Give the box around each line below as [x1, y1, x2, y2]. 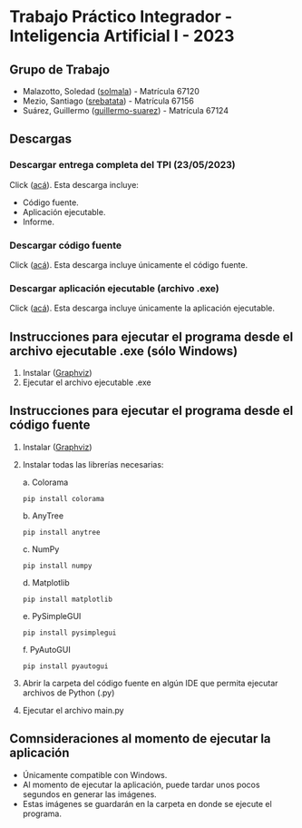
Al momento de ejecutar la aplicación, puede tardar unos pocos [22, 779, 260, 790]
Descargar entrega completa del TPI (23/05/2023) [9, 159, 236, 172]
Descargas [9, 132, 73, 147]
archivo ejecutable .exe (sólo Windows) [9, 343, 239, 359]
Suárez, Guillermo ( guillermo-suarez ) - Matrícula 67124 [22, 105, 229, 115]
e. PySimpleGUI [22, 610, 82, 621]
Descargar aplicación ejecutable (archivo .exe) [9, 281, 219, 294]
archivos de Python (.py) [22, 687, 115, 698]
